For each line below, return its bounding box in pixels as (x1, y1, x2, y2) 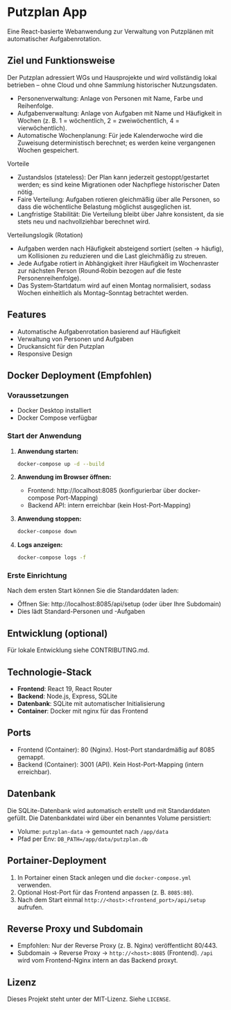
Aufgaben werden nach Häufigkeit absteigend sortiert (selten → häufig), (17, 244, 224, 253)
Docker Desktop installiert (17, 407, 92, 415)
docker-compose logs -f (17, 554, 87, 561)
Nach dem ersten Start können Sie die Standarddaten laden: (7, 586, 179, 595)
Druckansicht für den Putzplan (17, 342, 105, 350)
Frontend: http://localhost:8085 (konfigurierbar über (27, 487, 177, 495)
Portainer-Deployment (7, 855, 107, 867)
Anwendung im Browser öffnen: (17, 473, 112, 481)
